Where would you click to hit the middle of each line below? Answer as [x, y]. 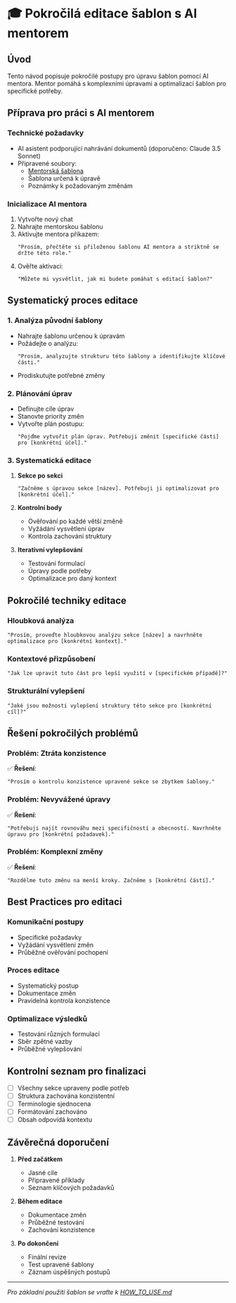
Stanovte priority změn [51, 416]
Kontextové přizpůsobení [52, 659]
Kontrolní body [40, 508]
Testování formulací [57, 563]
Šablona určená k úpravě [64, 178]
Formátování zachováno [52, 1112]
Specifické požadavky [50, 937]
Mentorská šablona [56, 171]
